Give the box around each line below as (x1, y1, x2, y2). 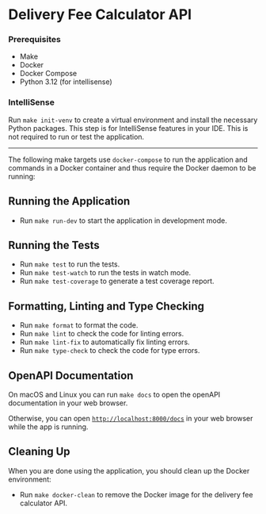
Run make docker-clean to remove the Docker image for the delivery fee (19, 489, 253, 499)
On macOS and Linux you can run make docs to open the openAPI (8, 390, 221, 400)
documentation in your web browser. (8, 398, 128, 408)
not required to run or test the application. (8, 132, 145, 141)
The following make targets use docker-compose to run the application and (8, 155, 248, 164)
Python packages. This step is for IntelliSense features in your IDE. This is (8, 123, 249, 132)
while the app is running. (8, 422, 89, 432)
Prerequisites (8, 34, 61, 45)
